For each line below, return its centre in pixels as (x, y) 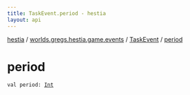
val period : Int (30, 85)
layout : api (24, 20)
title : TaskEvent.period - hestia (57, 13)
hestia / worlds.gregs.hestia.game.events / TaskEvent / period (95, 39)
